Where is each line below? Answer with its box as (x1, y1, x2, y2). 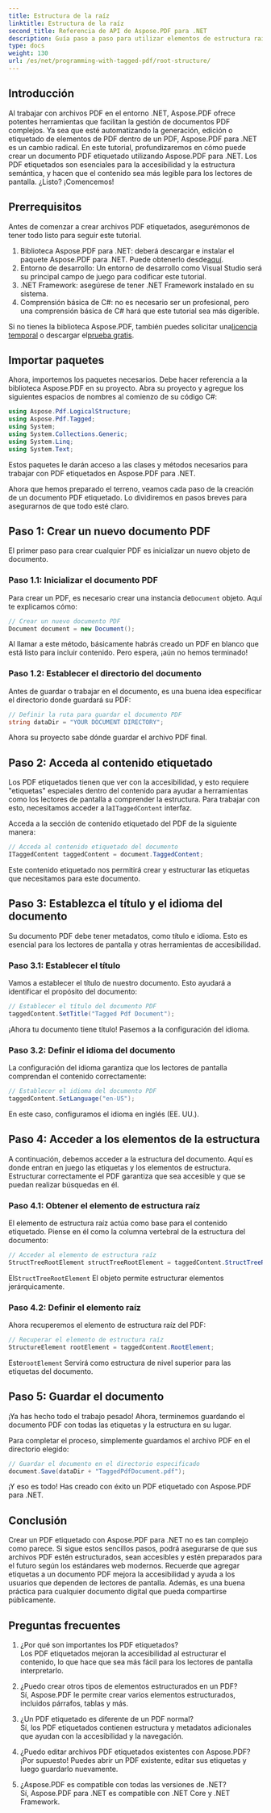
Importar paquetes (8, 353, 105, 367)
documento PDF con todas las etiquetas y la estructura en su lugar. (8, 1420, 231, 1430)
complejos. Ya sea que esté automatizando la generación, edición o (8, 125, 233, 135)
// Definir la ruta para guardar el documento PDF (8, 710, 182, 718)
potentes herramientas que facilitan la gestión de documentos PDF (8, 116, 231, 126)
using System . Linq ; (8, 438, 74, 446)
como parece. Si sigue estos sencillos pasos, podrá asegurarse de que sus (8, 1543, 258, 1554)
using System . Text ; (8, 445, 74, 453)
